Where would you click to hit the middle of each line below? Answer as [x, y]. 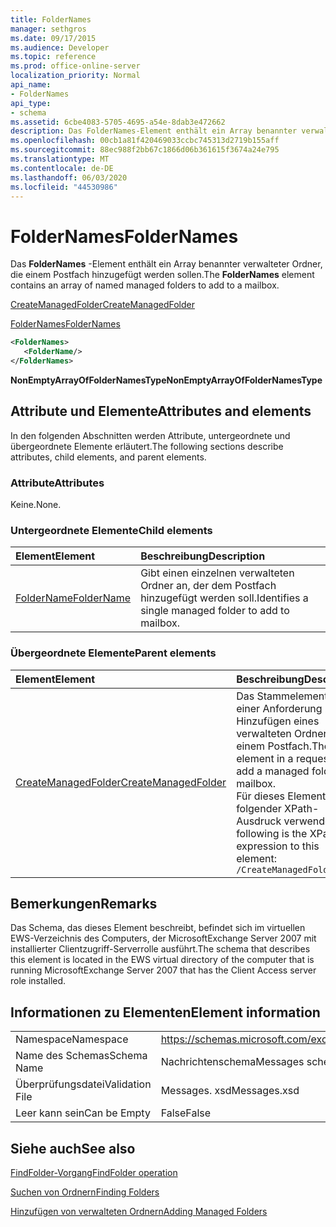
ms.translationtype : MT [60, 159]
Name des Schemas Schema [81, 1056]
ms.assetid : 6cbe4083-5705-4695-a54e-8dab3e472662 [118, 122]
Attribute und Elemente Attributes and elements [161, 411]
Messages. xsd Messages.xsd [230, 1091]
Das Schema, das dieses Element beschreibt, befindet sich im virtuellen [158, 928]
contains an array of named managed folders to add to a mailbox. [145, 285]
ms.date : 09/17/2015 [53, 38]
